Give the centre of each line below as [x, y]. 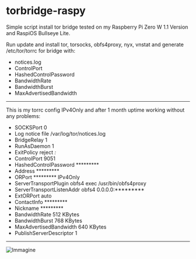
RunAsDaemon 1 [34, 146]
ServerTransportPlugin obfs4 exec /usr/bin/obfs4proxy [80, 183]
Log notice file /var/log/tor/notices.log [60, 133]
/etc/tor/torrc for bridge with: [41, 50]
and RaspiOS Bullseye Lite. [38, 33]
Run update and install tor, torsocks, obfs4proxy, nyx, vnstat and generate [95, 44]
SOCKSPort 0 [31, 127]
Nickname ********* [39, 208]
